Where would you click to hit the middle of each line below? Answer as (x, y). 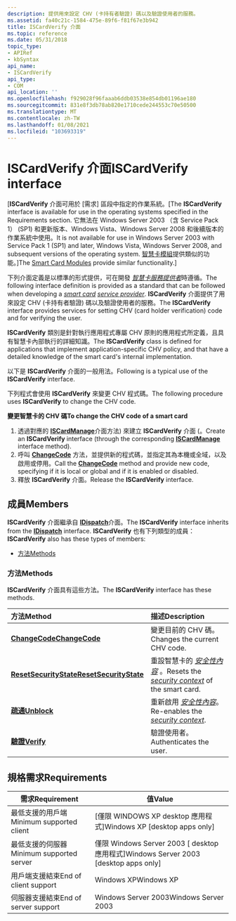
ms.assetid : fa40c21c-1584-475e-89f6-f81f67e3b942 (83, 20)
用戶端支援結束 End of (46, 876)
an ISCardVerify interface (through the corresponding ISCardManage (119, 439)
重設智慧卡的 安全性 (183, 661)
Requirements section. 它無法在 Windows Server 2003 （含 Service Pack (113, 220)
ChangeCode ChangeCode (55, 639)
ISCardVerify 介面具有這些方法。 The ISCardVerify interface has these (110, 590)
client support (34, 885)
